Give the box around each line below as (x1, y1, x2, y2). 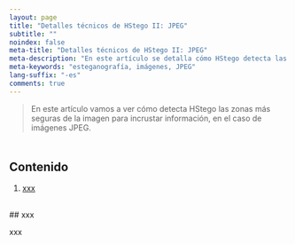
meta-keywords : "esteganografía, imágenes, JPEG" (9, 63, 197, 72)
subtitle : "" (9, 29, 58, 38)
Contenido (9, 159, 69, 174)
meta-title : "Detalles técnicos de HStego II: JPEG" (9, 46, 208, 55)
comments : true (9, 79, 66, 88)
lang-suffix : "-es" (9, 71, 82, 80)
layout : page (9, 12, 58, 22)
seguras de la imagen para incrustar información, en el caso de (30, 113, 262, 123)
